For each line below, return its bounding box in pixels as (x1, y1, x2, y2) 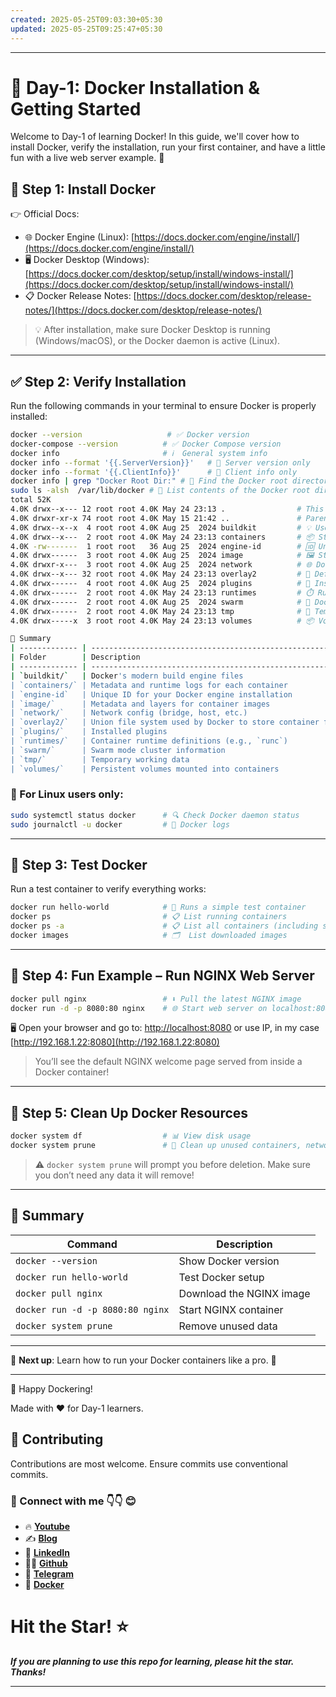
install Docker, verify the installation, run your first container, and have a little (10, 141, 326, 153)
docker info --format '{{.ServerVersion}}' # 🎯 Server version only (10, 457, 311, 468)
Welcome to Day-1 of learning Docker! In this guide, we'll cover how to (10, 131, 300, 143)
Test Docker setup (178, 1270, 265, 1284)
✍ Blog (24, 1532, 58, 1544)
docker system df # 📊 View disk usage (10, 1131, 252, 1141)
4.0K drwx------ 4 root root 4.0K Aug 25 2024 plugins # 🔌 (10, 579, 311, 589)
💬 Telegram (24, 1567, 74, 1580)
